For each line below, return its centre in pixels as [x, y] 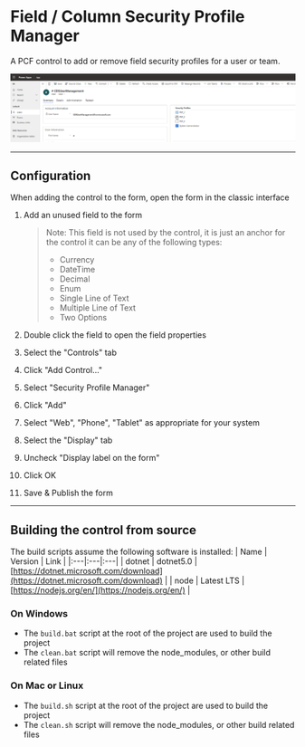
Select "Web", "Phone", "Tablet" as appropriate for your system [142, 423]
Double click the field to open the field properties [115, 335]
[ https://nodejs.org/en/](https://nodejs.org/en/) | [100, 590]
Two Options [83, 318]
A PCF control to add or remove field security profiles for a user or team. [145, 61]
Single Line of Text [94, 298]
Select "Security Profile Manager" [86, 388]
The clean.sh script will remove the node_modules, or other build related [159, 724]
